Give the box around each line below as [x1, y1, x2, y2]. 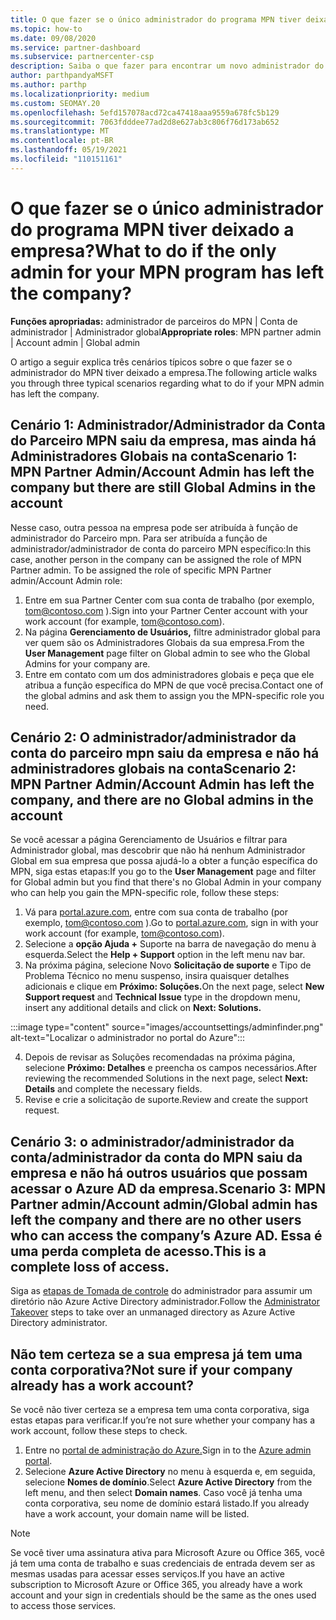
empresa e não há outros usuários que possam [10, 1164, 308, 1181]
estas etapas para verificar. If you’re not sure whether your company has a [10, 1414, 316, 1426]
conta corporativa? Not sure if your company [10, 1361, 293, 1378]
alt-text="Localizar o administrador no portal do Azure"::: [10, 1032, 246, 1044]
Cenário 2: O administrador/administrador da [10, 729, 297, 746]
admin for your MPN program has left [10, 261, 325, 283]
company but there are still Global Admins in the [10, 479, 317, 496]
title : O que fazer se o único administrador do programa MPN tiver [10, 14, 302, 25]
